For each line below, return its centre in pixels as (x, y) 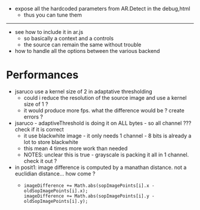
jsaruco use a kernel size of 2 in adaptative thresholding (84, 91)
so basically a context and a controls (69, 38)
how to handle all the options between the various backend (87, 51)
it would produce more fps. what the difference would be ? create (104, 110)
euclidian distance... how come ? (55, 173)
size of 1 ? (36, 104)
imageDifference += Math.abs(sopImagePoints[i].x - (89, 186)
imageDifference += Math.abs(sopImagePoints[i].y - (89, 196)
